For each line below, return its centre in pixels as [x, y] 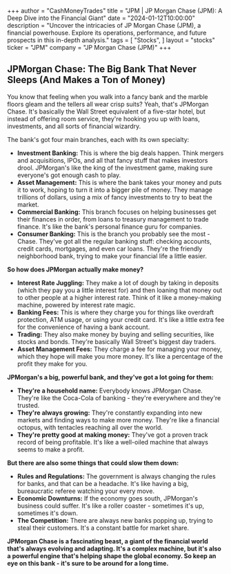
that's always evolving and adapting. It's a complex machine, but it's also [114, 548]
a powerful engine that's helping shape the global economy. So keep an [112, 556]
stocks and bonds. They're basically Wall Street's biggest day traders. [117, 341]
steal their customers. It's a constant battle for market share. [103, 528]
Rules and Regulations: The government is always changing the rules [116, 476]
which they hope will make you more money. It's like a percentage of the [120, 356]
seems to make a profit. [51, 449]
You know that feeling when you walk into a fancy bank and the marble [108, 96]
